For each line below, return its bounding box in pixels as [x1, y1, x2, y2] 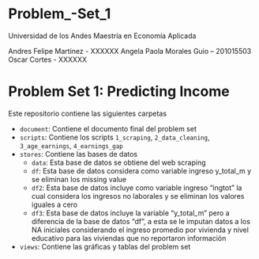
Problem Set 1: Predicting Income [8, 82, 231, 101]
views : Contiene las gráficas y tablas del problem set [19, 242, 191, 251]
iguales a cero [31, 200, 77, 209]
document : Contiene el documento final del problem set [19, 124, 197, 133]
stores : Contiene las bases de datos [19, 149, 138, 158]
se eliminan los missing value [31, 174, 127, 184]
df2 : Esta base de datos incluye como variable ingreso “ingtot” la [31, 183, 242, 192]
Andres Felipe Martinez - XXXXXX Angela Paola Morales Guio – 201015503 [8, 46, 252, 55]
